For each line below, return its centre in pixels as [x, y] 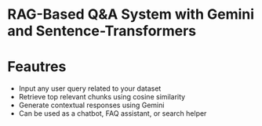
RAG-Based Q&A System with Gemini [131, 14]
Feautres [37, 67]
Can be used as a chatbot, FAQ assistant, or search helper [113, 113]
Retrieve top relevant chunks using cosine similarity [102, 97]
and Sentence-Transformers [102, 31]
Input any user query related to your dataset [90, 88]
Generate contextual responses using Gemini [91, 105]
